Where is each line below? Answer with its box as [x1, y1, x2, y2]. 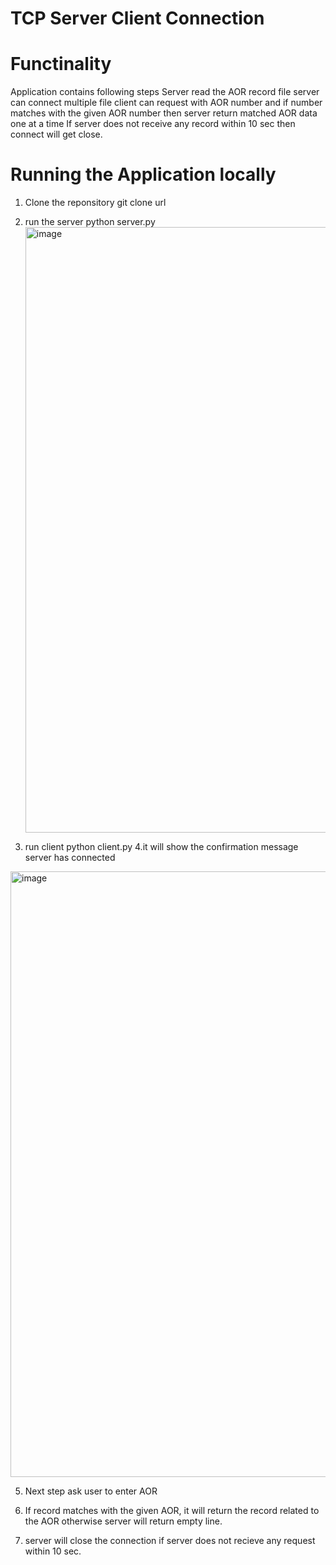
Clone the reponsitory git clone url [24, 197, 167, 209]
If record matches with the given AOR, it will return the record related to [24, 1505, 320, 1517]
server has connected [24, 852, 116, 864]
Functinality [10, 53, 112, 76]
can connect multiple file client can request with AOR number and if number [10, 97, 323, 109]
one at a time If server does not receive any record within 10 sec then [10, 118, 296, 130]
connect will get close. [10, 128, 103, 141]
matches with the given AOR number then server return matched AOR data [10, 107, 318, 119]
